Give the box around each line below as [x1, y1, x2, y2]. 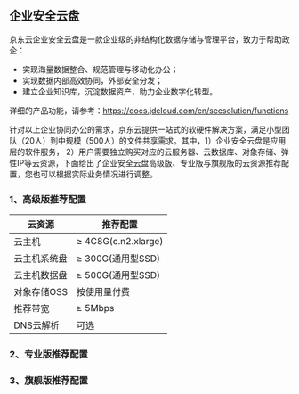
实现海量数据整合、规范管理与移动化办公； [21, 63, 179, 74]
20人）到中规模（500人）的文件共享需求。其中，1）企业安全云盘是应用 [24, 135, 287, 145]
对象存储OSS [13, 286, 69, 299]
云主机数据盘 [13, 269, 69, 282]
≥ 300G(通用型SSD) [76, 252, 161, 265]
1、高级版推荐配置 [9, 193, 86, 205]
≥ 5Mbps [76, 302, 115, 315]
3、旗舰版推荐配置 [9, 373, 89, 386]
